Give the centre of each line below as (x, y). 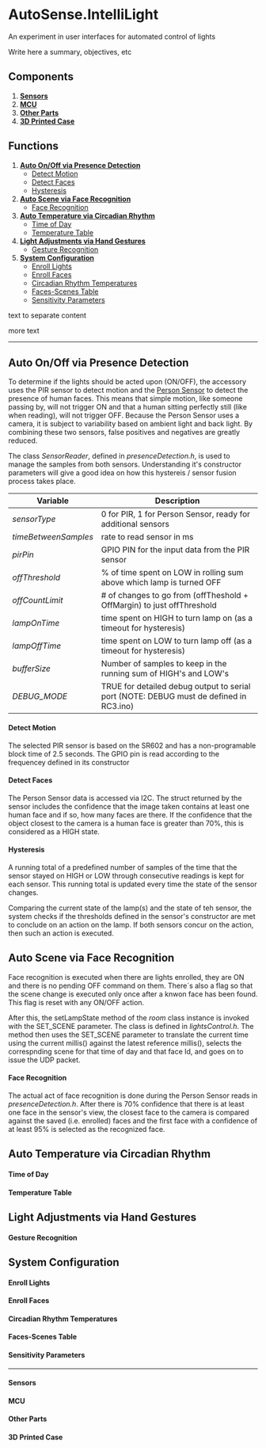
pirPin (23, 554)
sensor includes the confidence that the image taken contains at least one (129, 806)
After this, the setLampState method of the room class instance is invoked (129, 1017)
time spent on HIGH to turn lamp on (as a (177, 618)
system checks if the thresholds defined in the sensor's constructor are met (132, 916)
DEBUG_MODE (40, 696)
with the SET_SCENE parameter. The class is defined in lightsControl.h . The (131, 1026)
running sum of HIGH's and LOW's (165, 673)
